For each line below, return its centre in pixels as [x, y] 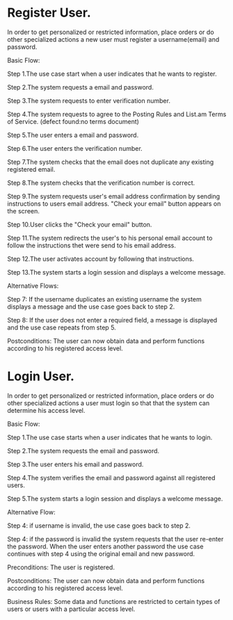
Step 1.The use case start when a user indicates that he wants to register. [112, 74]
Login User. [41, 376]
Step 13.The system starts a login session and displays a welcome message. [116, 272]
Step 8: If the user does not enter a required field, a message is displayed [112, 320]
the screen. [24, 211]
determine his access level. [46, 410]
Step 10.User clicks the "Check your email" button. [80, 225]
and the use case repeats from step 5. [62, 327]
